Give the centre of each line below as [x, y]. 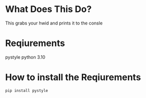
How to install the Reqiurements [73, 77]
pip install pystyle [27, 90]
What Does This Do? [48, 9]
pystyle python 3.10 [25, 57]
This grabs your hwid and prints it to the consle [54, 23]
